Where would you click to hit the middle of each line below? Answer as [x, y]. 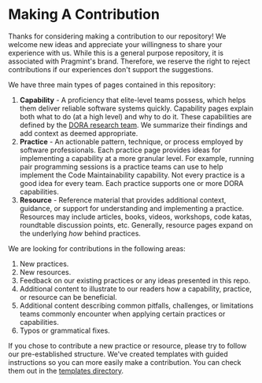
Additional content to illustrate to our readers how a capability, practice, [135, 289]
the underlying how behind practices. [80, 233]
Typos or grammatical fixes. [65, 330]
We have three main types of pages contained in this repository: [112, 85]
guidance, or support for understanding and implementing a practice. [132, 208]
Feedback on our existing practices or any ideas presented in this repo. [135, 280]
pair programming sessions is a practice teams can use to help [121, 166]
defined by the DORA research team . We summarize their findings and [133, 125]
